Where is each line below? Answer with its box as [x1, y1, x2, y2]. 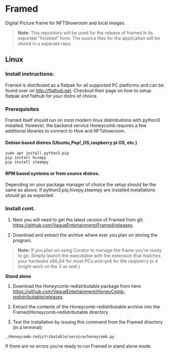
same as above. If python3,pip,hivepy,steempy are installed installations [5, 187, 156, 193]
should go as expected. [5, 192, 54, 199]
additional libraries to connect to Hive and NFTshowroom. [5, 127, 126, 134]
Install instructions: [5, 71, 54, 78]
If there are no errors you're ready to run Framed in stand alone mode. [5, 343, 152, 349]
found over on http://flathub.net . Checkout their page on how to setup [5, 87, 151, 93]
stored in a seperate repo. [17, 40, 72, 46]
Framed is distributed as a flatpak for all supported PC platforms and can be [5, 82, 164, 88]
